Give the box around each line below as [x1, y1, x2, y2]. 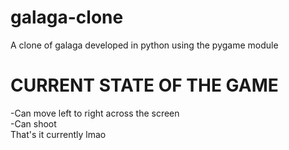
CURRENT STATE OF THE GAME [10, 74, 279, 97]
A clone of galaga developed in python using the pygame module [10, 39, 279, 51]
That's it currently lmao [10, 128, 107, 140]
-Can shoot [10, 117, 57, 130]
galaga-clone [10, 6, 124, 29]
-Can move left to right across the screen [10, 107, 180, 119]
